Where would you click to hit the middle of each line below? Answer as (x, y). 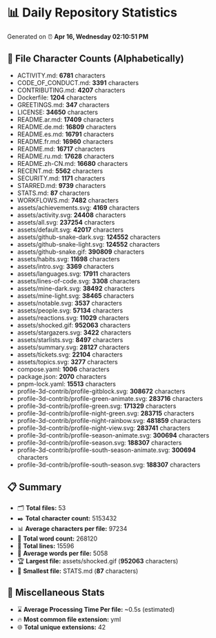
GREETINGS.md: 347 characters (63, 104)
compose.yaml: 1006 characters (63, 369)
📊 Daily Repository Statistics (92, 13)
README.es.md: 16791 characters (66, 134)
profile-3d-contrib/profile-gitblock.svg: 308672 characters (101, 391)
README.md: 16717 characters (61, 149)
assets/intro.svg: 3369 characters (66, 266)
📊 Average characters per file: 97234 (72, 528)
